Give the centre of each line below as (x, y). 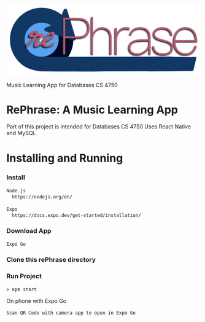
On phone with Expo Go (36, 301)
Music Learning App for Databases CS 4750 (62, 85)
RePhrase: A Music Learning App (92, 110)
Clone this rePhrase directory (51, 260)
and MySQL (21, 133)
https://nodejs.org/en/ (42, 197)
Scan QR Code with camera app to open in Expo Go (71, 313)
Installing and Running (65, 158)
